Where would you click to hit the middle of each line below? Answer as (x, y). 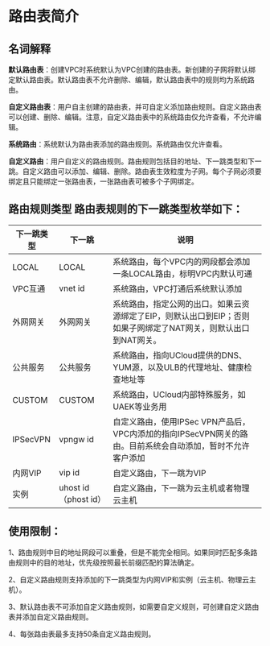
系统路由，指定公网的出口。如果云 (178, 304)
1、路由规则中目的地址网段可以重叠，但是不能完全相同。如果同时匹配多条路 (133, 552)
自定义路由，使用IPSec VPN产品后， (182, 421)
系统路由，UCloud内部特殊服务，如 (180, 394)
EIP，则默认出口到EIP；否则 (198, 316)
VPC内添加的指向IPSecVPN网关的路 (180, 433)
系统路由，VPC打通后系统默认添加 (178, 288)
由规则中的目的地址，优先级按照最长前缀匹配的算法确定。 (103, 562)
